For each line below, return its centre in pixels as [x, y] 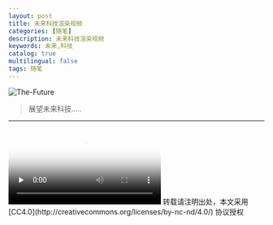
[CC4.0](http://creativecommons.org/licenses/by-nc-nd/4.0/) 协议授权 [126, 211]
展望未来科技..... [55, 108]
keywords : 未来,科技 [41, 46]
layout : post [30, 16]
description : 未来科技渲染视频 [56, 39]
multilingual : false [43, 62]
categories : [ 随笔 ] [40, 31]
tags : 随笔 [26, 69]
